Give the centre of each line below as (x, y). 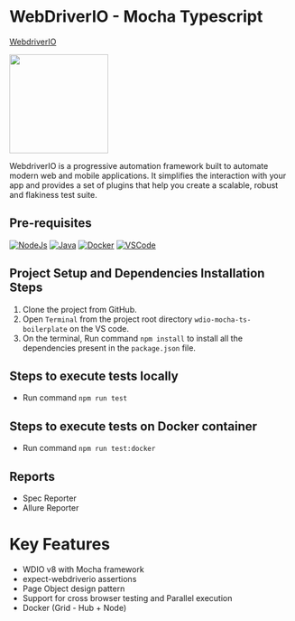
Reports (32, 476)
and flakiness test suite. (53, 194)
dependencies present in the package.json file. (109, 348)
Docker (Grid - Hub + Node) (74, 607)
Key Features (60, 545)
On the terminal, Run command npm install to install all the (133, 338)
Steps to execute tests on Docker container (134, 426)
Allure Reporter (51, 508)
